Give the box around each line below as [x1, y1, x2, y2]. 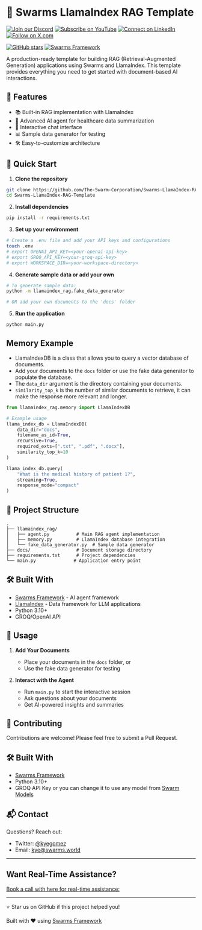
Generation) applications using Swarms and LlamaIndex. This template [6, 62, 182, 69]
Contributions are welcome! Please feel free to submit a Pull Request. [6, 734, 178, 742]
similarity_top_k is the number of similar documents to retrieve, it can [14, 386, 191, 393]
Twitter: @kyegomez [14, 840, 67, 847]
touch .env [6, 243, 34, 249]
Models [14, 791, 34, 798]
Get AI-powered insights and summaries [23, 701, 124, 708]
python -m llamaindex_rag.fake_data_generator [6, 288, 125, 295]
